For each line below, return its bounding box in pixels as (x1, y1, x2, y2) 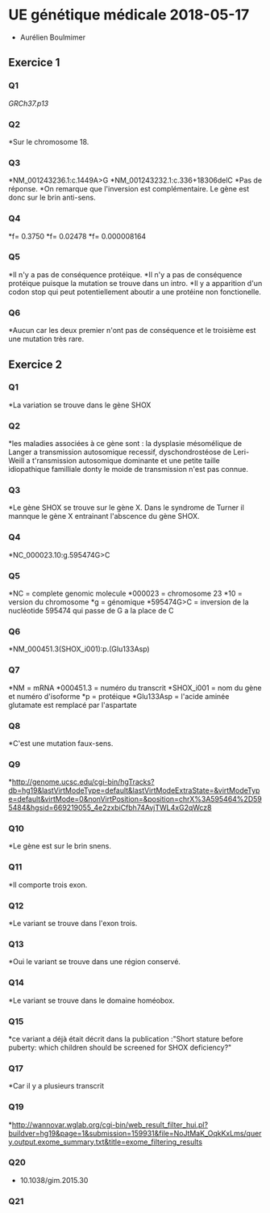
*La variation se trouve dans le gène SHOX (8, 400, 152, 410)
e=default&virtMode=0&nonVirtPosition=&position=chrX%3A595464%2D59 (8, 794, 262, 804)
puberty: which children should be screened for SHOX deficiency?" (8, 1042, 232, 1052)
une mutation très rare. (8, 334, 85, 344)
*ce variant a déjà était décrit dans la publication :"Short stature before (8, 1034, 243, 1043)
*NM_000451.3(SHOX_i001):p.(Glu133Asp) (8, 644, 151, 654)
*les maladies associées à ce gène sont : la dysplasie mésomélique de (8, 439, 243, 449)
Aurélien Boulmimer (19, 32, 86, 42)
